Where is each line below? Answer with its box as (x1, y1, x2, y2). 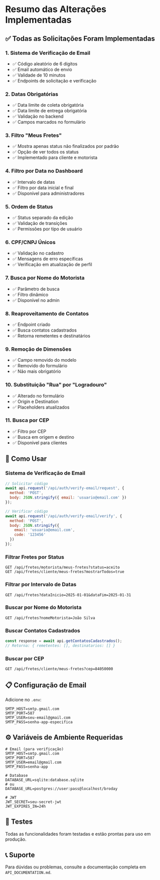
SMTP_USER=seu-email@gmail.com (5, 715, 71, 720)
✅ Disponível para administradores (12, 190, 85, 196)
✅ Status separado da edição (12, 215, 74, 221)
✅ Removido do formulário (12, 363, 68, 369)
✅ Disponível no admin (12, 297, 60, 303)
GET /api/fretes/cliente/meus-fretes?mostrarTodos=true (5, 570, 124, 575)
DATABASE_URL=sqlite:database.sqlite (5, 777, 84, 782)
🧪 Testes (5, 818, 33, 826)
